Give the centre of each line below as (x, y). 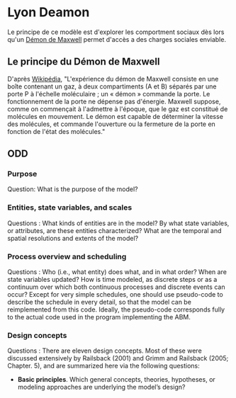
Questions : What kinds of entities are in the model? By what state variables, (118, 223)
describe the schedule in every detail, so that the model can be (99, 302)
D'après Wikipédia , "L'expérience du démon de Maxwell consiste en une (113, 79)
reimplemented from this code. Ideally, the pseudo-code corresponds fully (116, 309)
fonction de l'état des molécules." (56, 131)
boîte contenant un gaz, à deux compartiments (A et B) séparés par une (112, 86)
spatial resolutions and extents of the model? (73, 238)
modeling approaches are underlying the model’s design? (101, 387)
